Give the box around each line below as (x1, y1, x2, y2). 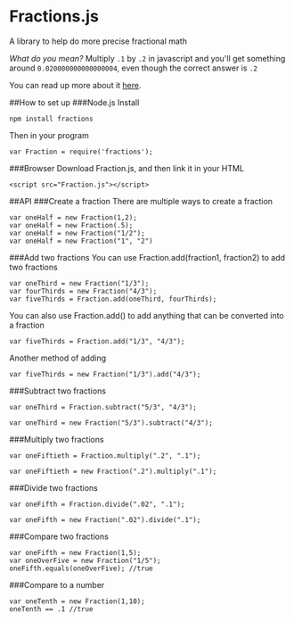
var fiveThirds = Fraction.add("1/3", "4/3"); (9, 336, 185, 345)
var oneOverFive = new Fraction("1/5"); (9, 556, 162, 565)
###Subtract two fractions (9, 386, 107, 396)
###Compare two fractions (9, 531, 109, 542)
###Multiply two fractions (9, 434, 104, 444)
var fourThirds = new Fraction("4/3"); (9, 286, 158, 295)
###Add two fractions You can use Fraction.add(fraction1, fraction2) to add (9, 252, 286, 262)
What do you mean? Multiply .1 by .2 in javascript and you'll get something (9, 53, 286, 63)
